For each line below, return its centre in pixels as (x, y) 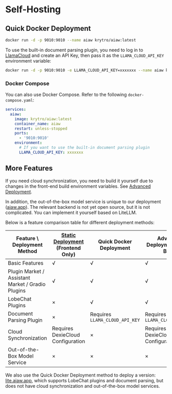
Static (69, 235)
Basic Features (26, 263)
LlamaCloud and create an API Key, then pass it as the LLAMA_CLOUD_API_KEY (85, 55)
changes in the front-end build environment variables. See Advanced (78, 186)
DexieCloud (66, 334)
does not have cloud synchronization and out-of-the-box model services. (83, 386)
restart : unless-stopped (41, 129)
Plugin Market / (26, 271)
